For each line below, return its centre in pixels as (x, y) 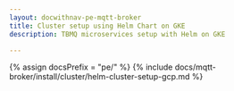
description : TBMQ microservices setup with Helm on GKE (117, 34)
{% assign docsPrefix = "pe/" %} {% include (91, 67)
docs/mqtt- (195, 67)
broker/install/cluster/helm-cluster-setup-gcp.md (100, 77)
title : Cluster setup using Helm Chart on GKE (97, 26)
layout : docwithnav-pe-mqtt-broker (75, 17)
